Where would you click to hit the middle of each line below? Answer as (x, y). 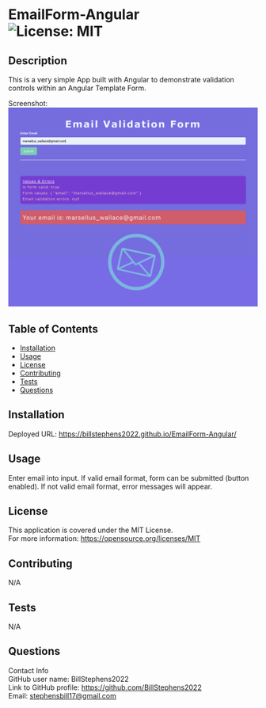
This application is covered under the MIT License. (91, 530)
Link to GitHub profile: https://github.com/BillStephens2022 (105, 687)
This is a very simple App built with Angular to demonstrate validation (122, 80)
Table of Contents (53, 329)
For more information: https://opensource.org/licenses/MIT (104, 539)
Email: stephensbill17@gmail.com (63, 695)
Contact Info (28, 670)
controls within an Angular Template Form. (77, 88)
